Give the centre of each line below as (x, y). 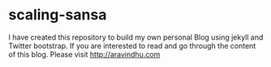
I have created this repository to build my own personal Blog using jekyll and (136, 37)
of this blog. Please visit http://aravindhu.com (84, 54)
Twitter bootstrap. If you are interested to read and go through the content (132, 45)
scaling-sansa (58, 15)
